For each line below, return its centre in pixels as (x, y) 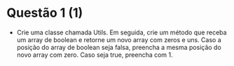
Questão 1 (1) (45, 13)
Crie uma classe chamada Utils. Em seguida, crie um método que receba (122, 32)
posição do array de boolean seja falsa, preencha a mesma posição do (119, 47)
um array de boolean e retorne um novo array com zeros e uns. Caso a (119, 39)
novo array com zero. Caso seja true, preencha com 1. (95, 55)
